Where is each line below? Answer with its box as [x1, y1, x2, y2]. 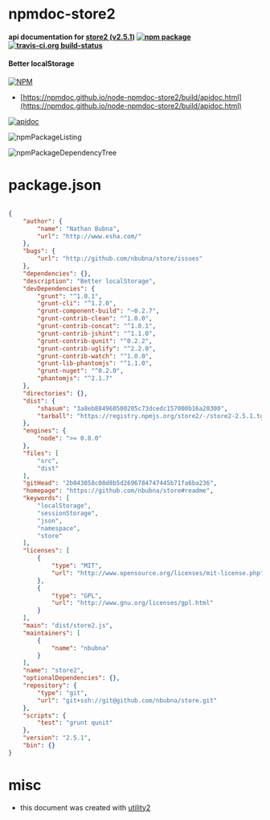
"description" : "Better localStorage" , [22, 277, 157, 285]
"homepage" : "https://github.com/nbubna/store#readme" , [22, 487, 215, 495]
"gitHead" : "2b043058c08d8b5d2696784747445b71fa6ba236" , [22, 479, 218, 487]
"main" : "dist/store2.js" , [22, 622, 113, 630]
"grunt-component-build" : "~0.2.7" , [37, 307, 160, 315]
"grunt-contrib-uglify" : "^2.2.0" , [37, 344, 157, 353]
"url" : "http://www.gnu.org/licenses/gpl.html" [51, 599, 215, 607]
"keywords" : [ [22, 495, 70, 503]
